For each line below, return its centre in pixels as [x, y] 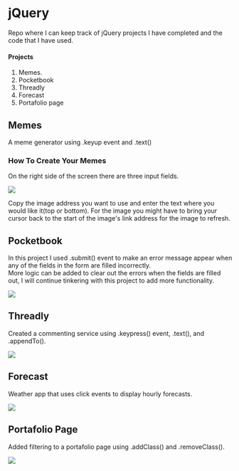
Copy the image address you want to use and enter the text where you [111, 203]
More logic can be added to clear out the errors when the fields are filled [115, 273]
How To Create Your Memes [57, 160]
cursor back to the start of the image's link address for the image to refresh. [119, 218]
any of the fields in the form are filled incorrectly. [80, 265]
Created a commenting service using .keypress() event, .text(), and [106, 333]
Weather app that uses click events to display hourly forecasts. [100, 393]
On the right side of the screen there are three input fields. [94, 176]
